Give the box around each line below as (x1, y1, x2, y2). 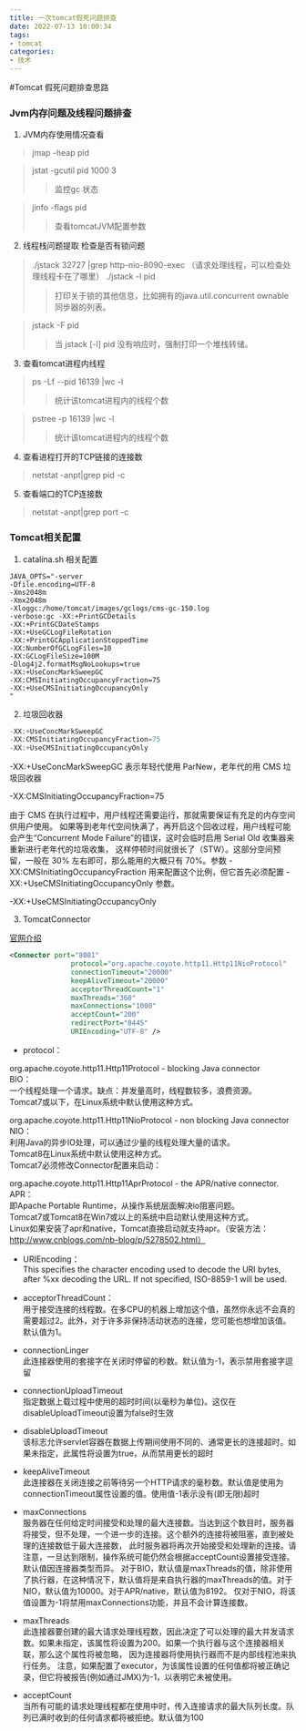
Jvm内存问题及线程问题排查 (9, 107, 132, 119)
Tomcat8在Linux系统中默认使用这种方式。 (9, 1148, 167, 1159)
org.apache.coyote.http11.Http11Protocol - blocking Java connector (9, 1062, 260, 1073)
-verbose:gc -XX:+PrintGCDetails (9, 611, 137, 620)
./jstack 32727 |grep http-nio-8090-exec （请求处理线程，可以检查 (31, 260, 283, 271)
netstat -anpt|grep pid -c (31, 470, 126, 481)
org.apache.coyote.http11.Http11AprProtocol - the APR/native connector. (9, 1177, 280, 1189)
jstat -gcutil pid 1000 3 (31, 165, 117, 176)
